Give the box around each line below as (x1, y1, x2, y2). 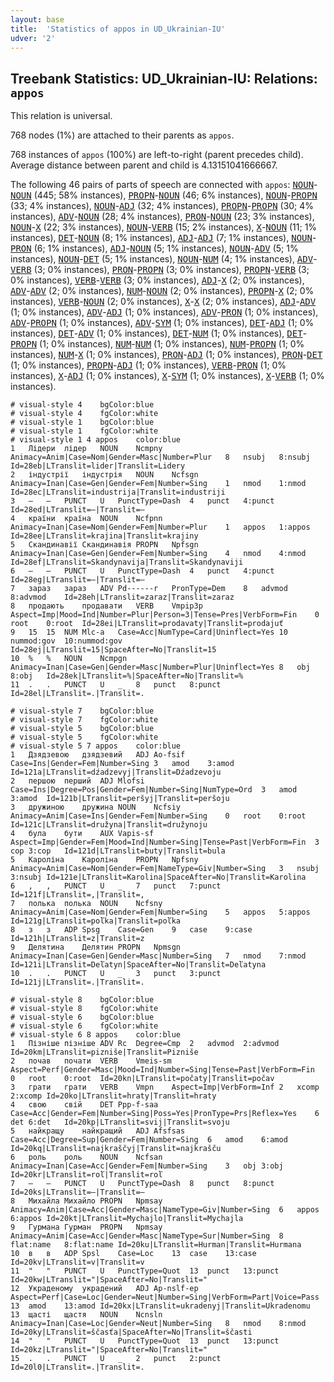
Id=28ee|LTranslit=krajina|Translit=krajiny (10, 531, 199, 541)
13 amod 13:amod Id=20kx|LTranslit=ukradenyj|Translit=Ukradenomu (10, 1301, 311, 1311)
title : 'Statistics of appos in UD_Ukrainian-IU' (10, 24, 226, 34)
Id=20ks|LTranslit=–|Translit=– (10, 1187, 145, 1198)
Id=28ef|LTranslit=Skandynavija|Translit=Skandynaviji (10, 557, 244, 568)
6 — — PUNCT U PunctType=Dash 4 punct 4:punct (10, 566, 275, 576)
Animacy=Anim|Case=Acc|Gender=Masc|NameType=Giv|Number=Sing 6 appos (10, 1205, 320, 1215)
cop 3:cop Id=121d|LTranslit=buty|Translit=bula (10, 846, 226, 856)
